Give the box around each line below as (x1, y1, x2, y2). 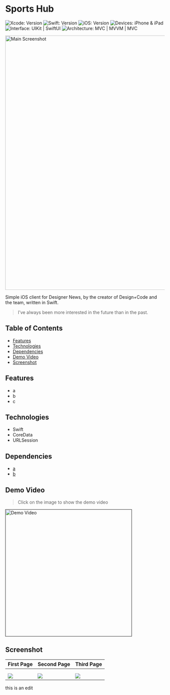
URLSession (12, 437, 38, 443)
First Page (8, 660, 33, 668)
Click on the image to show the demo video (17, 499, 108, 505)
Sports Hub (5, 3, 54, 15)
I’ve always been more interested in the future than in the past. (17, 309, 148, 315)
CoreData (12, 432, 33, 438)
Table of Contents (5, 324, 63, 333)
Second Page (37, 660, 71, 668)
